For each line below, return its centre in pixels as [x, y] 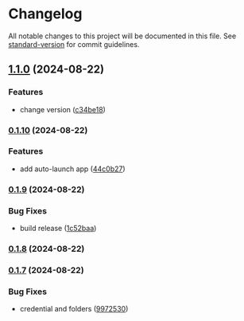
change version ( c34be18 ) [62, 109]
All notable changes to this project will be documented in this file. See [122, 36]
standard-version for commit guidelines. [74, 44]
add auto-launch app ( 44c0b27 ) [72, 169]
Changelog [45, 14]
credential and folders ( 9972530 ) [74, 309]
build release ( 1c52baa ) [58, 229]
